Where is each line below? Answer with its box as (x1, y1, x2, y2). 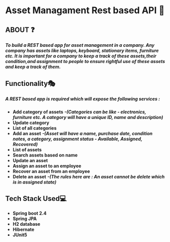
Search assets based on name (12, 152, 78, 158)
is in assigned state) (12, 179, 57, 185)
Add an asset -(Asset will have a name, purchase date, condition (12, 130, 153, 136)
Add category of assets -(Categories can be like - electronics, (12, 109, 146, 115)
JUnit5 (12, 232, 27, 238)
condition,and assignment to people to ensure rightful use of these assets (5, 58, 165, 65)
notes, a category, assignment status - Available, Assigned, (12, 136, 143, 142)
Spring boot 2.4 (12, 210, 47, 217)
